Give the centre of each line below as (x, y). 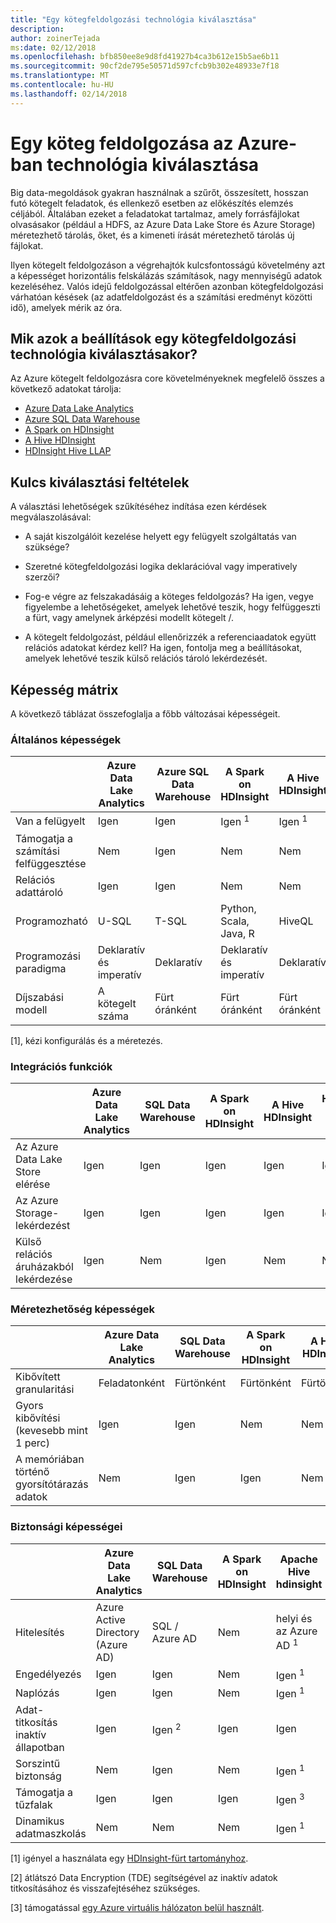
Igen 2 (166, 1728)
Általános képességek (66, 739)
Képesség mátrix (64, 689)
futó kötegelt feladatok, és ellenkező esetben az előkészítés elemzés (152, 203)
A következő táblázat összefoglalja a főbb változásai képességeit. (145, 714)
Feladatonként (132, 1383)
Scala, (235, 921)
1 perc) (32, 1443)
